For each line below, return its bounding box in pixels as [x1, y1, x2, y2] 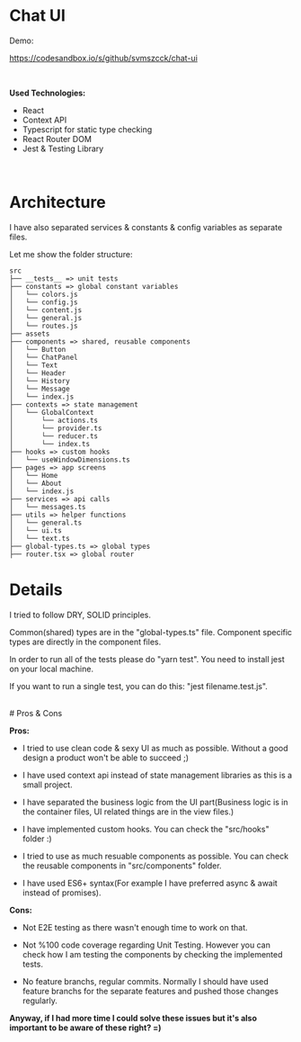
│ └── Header [9, 368, 66, 378]
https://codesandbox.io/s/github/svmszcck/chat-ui [9, 52, 198, 63]
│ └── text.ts [9, 534, 70, 543]
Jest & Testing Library [22, 143, 104, 154]
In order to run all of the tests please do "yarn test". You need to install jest [9, 653, 285, 664]
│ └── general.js [9, 313, 83, 322]
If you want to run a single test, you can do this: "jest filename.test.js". [9, 680, 268, 691]
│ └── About [9, 479, 63, 488]
